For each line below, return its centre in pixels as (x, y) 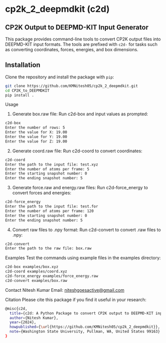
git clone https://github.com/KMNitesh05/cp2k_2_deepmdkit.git (72, 86)
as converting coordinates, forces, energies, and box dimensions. (72, 50)
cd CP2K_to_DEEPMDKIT (27, 90)
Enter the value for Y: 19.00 (36, 137)
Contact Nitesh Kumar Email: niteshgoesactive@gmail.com (65, 290)
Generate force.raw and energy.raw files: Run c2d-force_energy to (80, 188)
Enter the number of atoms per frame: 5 (47, 169)
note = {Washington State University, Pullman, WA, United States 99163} (85, 332)
